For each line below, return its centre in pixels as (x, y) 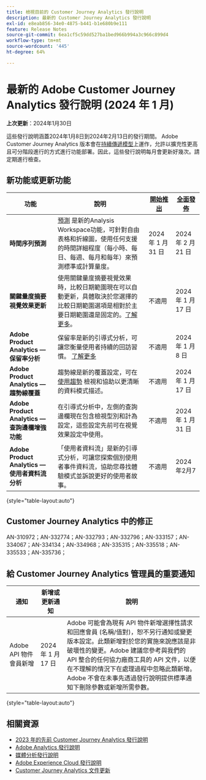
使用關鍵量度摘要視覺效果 (94, 278)
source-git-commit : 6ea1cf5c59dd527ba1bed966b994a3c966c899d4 (87, 35)
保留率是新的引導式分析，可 (97, 338)
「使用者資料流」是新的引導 (97, 448)
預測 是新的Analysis (86, 220)
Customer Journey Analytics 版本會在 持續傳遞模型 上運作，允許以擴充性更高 (102, 144)
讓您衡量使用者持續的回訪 (94, 347)
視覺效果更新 (28, 306)
